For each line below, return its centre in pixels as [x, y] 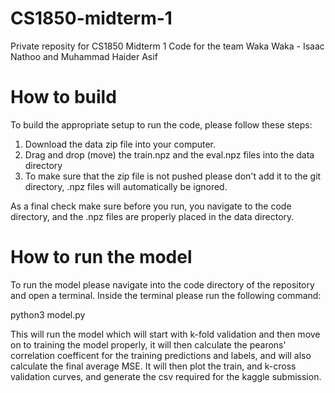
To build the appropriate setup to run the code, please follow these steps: [161, 124]
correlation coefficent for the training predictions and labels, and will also [161, 355]
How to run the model [101, 257]
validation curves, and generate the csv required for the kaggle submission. [166, 376]
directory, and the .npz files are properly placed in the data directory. [152, 216]
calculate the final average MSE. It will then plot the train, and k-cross [153, 366]
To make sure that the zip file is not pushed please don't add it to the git [173, 176]
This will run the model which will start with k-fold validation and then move [165, 334]
